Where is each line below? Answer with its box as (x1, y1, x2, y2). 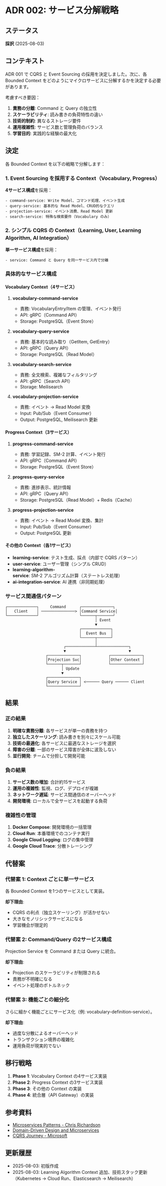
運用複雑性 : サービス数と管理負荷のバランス (12, 124, 103, 130)
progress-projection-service (12, 507, 74, 513)
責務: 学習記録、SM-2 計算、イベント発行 (20, 451, 106, 457)
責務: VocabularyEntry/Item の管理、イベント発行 (20, 306, 122, 312)
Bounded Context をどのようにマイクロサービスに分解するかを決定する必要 (5, 77, 161, 83)
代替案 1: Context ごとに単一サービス (5, 875, 94, 882)
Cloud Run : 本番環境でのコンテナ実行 (12, 831, 90, 837)
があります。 (5, 84, 32, 90)
